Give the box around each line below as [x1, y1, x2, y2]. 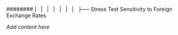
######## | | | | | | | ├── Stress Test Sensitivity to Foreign [6, 6, 173, 12]
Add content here [6, 24, 50, 30]
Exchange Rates [6, 12, 46, 19]
